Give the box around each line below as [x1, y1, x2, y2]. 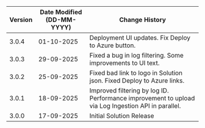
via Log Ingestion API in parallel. [89, 102, 181, 110]
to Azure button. [89, 41, 136, 50]
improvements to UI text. [89, 59, 160, 67]
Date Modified [40, 8, 82, 16]
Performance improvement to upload [89, 94, 195, 102]
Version [9, 15, 33, 24]
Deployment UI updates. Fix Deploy [89, 34, 191, 42]
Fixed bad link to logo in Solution [89, 69, 183, 77]
